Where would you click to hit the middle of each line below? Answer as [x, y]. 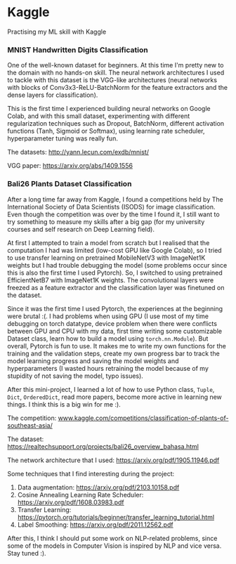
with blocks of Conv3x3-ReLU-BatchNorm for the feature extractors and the [118, 88]
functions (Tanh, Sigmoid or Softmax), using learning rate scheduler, [106, 131]
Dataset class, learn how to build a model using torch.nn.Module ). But [108, 339]
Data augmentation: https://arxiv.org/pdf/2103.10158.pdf [98, 487]
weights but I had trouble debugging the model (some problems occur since [117, 265]
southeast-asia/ [30, 425]
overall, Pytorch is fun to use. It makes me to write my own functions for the [117, 346]
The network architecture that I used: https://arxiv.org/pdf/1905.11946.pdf [113, 460]
